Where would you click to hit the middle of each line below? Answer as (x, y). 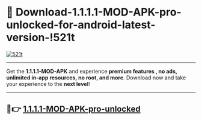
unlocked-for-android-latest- (81, 25)
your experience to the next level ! (48, 84)
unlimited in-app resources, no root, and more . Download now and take (96, 78)
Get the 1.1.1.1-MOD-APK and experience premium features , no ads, (92, 71)
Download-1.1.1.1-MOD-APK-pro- (99, 12)
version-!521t (41, 38)
